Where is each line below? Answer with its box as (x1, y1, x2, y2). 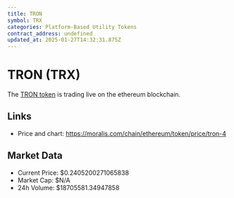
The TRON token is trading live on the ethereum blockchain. (7, 90, 181, 99)
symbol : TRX (7, 17, 42, 24)
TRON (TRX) (7, 67, 81, 83)
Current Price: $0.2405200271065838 (17, 168, 129, 177)
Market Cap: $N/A (17, 175, 70, 184)
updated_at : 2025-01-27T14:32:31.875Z (7, 37, 121, 44)
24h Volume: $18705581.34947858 (17, 183, 120, 192)
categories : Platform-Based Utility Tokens (7, 23, 137, 30)
